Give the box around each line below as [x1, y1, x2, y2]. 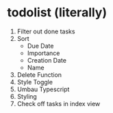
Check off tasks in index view [16, 99, 101, 108]
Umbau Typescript [16, 85, 70, 93]
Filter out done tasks [16, 27, 75, 35]
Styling [16, 92, 38, 100]
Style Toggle [16, 78, 53, 86]
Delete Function [16, 70, 62, 79]
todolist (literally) [7, 5, 108, 20]
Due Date [27, 42, 54, 50]
